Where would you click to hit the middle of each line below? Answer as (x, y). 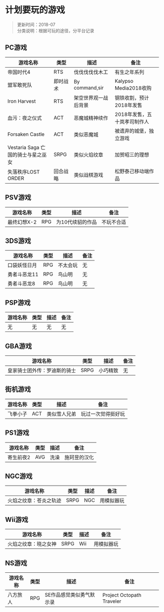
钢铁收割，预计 (132, 97)
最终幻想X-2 (22, 222)
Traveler (112, 601)
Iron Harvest (22, 101)
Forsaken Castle (26, 134)
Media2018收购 (133, 88)
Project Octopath (122, 595)
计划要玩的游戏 (35, 10)
